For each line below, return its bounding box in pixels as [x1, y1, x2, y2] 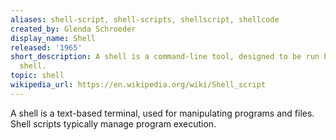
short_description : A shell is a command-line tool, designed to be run [10, 52, 320, 62]
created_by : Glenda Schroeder [10, 24, 137, 34]
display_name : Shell [10, 33, 97, 43]
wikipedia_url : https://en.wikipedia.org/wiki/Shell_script [10, 80, 267, 90]
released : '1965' [10, 42, 83, 53]
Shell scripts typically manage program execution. [10, 117, 217, 130]
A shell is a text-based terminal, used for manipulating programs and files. [10, 107, 315, 119]
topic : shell [10, 71, 65, 81]
